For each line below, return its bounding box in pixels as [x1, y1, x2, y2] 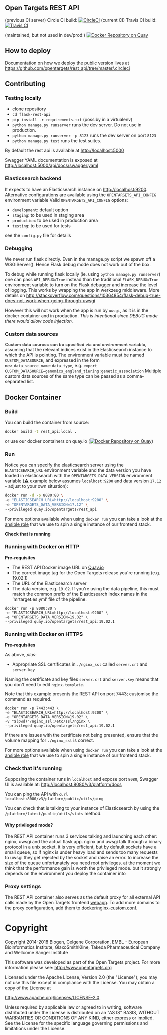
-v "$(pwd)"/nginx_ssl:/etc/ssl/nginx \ [5, 719, 91, 724]
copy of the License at [5, 985, 51, 991]
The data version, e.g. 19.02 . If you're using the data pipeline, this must [12, 585, 159, 591]
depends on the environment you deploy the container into [5, 870, 126, 876]
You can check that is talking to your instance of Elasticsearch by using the [5, 805, 160, 811]
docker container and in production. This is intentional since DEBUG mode [5, 312, 158, 319]
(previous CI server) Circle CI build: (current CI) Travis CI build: [5, 17, 157, 23]
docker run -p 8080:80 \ [5, 606, 57, 611]
